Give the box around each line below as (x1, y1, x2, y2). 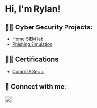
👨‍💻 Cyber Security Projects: (5, 23, 93, 31)
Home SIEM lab (12, 36, 44, 42)
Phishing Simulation (12, 41, 53, 47)
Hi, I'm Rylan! (5, 3, 61, 15)
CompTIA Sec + (12, 68, 44, 74)
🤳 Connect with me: (5, 82, 66, 91)
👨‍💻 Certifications (5, 55, 59, 64)
